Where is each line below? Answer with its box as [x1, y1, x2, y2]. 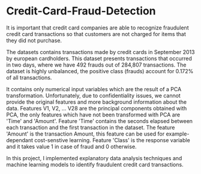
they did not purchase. [6, 37, 62, 44]
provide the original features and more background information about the [6, 98, 187, 106]
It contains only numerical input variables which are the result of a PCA [6, 85, 182, 92]
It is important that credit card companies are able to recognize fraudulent [6, 24, 189, 31]
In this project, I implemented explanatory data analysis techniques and [6, 154, 182, 161]
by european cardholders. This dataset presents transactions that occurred [6, 55, 192, 62]
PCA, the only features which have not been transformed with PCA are [6, 111, 181, 118]
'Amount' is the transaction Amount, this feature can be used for [6, 130, 165, 137]
